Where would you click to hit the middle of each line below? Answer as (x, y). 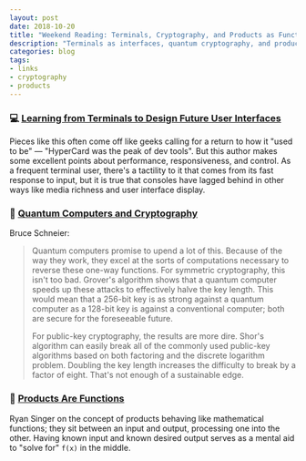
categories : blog (42, 52)
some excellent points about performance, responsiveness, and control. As (150, 160)
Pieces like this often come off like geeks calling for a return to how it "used (151, 141)
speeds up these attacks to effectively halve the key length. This (153, 290)
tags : (20, 60)
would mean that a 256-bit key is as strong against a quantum (148, 299)
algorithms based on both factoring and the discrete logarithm (148, 355)
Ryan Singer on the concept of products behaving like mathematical (137, 418)
